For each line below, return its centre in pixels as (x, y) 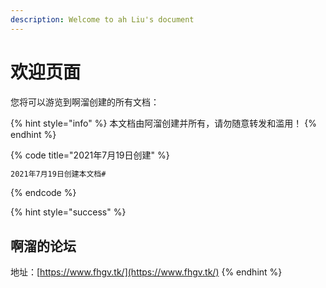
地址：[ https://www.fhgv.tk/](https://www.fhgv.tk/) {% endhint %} (146, 272)
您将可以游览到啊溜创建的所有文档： (85, 102)
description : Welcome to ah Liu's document (102, 19)
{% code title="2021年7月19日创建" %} (90, 155)
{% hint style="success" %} (68, 212)
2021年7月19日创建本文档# (58, 174)
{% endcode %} (43, 193)
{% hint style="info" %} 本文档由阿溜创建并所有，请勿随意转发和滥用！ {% (164, 123)
